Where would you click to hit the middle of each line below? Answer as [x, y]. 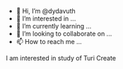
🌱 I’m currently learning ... [54, 26]
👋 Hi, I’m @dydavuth [46, 11]
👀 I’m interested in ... [46, 18]
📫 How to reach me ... [49, 42]
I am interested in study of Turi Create [61, 58]
